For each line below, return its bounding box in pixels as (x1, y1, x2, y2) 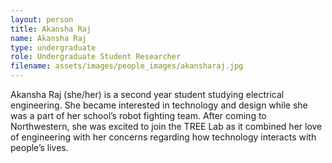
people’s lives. (10, 142, 69, 153)
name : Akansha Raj (10, 33, 87, 43)
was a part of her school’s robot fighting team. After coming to (10, 110, 267, 121)
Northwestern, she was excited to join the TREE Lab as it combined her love (10, 121, 323, 132)
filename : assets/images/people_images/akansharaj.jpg (10, 61, 244, 71)
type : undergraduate (10, 42, 97, 53)
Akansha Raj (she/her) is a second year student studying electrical (10, 89, 285, 100)
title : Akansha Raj (10, 24, 92, 34)
